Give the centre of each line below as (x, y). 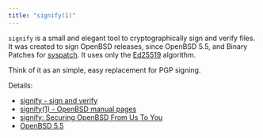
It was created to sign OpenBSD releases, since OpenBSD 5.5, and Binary (128, 46)
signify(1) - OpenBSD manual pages (78, 109)
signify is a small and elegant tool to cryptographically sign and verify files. (132, 38)
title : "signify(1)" (42, 15)
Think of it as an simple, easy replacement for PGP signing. (105, 70)
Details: (21, 85)
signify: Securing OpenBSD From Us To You (91, 117)
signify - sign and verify (59, 100)
